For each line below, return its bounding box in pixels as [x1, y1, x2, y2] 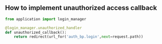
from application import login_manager [5, 16, 87, 21]
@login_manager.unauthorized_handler [5, 25, 82, 30]
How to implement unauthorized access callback [5, 4, 158, 12]
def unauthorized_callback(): [5, 30, 67, 35]
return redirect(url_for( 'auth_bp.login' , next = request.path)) [14, 34, 143, 39]
